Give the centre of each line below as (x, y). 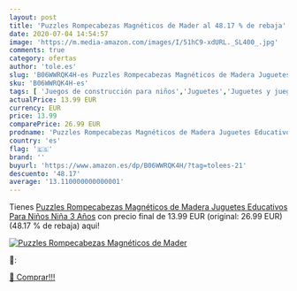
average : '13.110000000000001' (67, 182)
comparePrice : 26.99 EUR (55, 125)
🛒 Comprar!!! (32, 277)
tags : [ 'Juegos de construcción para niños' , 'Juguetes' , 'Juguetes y (140, 91)
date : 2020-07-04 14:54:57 (59, 34)
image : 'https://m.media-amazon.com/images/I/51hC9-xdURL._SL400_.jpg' (144, 42)
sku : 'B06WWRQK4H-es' (49, 83)
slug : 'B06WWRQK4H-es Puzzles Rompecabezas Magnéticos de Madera (132, 75)
